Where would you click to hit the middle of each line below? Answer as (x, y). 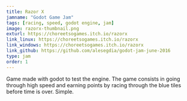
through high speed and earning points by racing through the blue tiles (94, 85)
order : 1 (17, 62)
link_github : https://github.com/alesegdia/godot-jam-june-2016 (88, 51)
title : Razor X (25, 12)
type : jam (19, 56)
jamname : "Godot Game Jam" (40, 17)
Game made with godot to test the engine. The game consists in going (93, 79)
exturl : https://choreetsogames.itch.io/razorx (67, 34)
